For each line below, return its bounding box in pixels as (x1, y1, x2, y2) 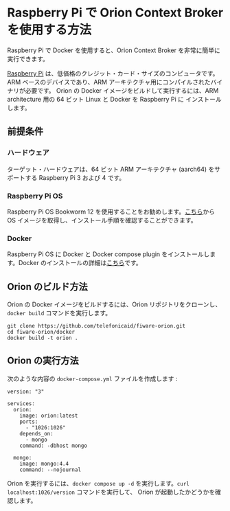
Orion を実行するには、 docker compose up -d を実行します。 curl (7, 479, 190, 487)
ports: (19, 418, 38, 425)
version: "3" (7, 388, 45, 395)
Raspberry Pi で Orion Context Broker (7, 5, 224, 21)
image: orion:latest (19, 412, 78, 419)
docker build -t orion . (7, 334, 78, 342)
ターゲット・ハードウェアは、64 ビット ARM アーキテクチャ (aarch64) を (7, 165, 215, 173)
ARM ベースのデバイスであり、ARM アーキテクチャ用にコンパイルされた (7, 78, 211, 86)
